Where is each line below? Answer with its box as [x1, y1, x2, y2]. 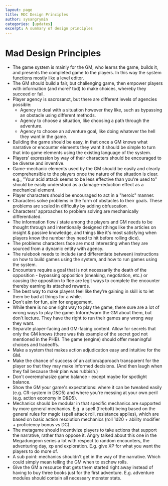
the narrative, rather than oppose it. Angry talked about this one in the [12, 432, 157, 438]
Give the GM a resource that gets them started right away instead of [12, 464, 153, 470]
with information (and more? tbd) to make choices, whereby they [12, 86, 146, 92]
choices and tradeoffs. [12, 342, 59, 348]
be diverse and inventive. [12, 160, 65, 166]
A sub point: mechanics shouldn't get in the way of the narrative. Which [12, 454, 160, 460]
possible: [12, 101, 32, 108]
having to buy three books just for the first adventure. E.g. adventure [12, 470, 154, 476]
